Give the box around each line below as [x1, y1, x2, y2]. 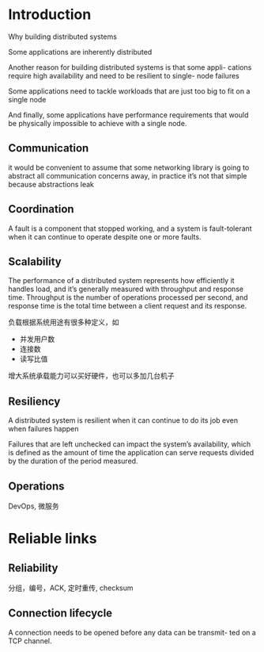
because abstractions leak [8, 179, 95, 189]
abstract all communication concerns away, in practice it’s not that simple [8, 171, 247, 180]
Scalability [8, 255, 62, 268]
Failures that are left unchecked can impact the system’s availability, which [8, 439, 251, 449]
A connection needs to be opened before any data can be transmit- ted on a [8, 627, 257, 637]
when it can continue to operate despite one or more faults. [8, 232, 202, 241]
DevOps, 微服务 [8, 501, 59, 511]
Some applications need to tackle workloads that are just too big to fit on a [8, 86, 251, 96]
